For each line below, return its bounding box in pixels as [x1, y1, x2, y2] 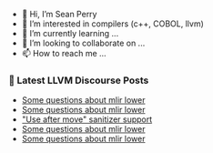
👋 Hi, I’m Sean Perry [21, 9, 97, 19]
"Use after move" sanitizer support [21, 114, 153, 125]
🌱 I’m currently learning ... [21, 28, 119, 38]
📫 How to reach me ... [21, 48, 106, 58]
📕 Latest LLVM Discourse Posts [8, 74, 149, 87]
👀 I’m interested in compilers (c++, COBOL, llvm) [21, 18, 204, 29]
